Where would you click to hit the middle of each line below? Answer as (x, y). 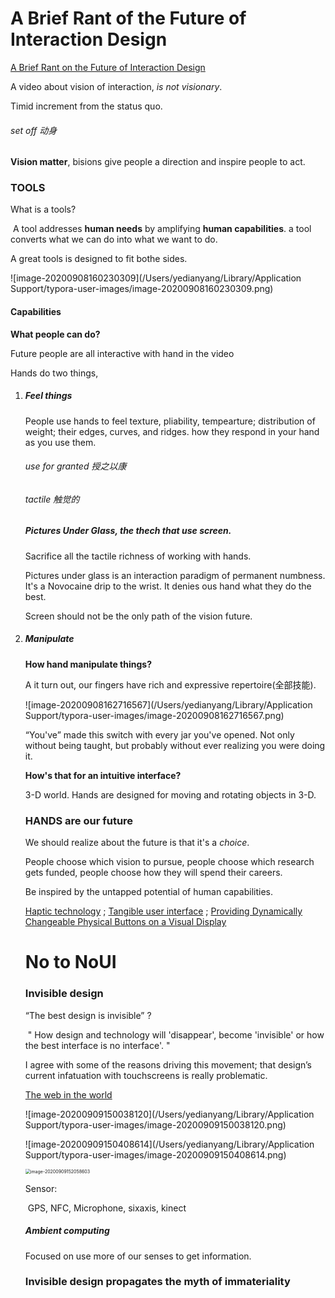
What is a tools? (43, 209)
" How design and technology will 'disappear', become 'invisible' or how (176, 1034)
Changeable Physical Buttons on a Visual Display (125, 922)
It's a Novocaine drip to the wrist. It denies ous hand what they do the (168, 586)
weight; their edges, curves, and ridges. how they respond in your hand (172, 431)
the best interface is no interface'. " (97, 1045)
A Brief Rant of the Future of (128, 18)
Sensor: (41, 1188)
